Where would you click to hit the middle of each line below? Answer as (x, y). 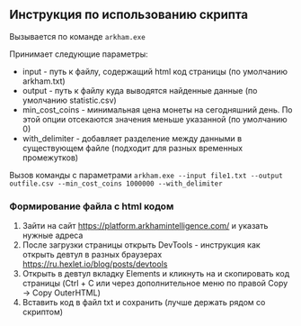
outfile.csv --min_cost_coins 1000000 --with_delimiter (116, 184)
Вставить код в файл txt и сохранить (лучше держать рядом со (144, 303)
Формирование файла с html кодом (92, 206)
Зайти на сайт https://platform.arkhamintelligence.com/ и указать (145, 226)
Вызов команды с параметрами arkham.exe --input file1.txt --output (146, 175)
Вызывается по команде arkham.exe (77, 36)
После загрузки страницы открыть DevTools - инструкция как (141, 245)
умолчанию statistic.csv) (69, 100)
